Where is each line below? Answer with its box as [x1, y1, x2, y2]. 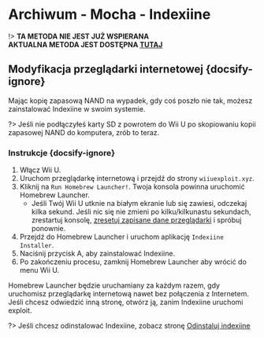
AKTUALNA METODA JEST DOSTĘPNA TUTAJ [8, 39, 163, 49]
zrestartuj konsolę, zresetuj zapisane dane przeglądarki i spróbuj [31, 215, 242, 225]
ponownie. [31, 224, 66, 233]
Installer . [19, 241, 54, 250]
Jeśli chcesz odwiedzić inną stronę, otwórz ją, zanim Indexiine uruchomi [8, 297, 244, 307]
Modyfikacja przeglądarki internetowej [8, 63, 203, 76]
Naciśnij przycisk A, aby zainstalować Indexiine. [19, 249, 176, 259]
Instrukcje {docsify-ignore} [8, 147, 116, 158]
